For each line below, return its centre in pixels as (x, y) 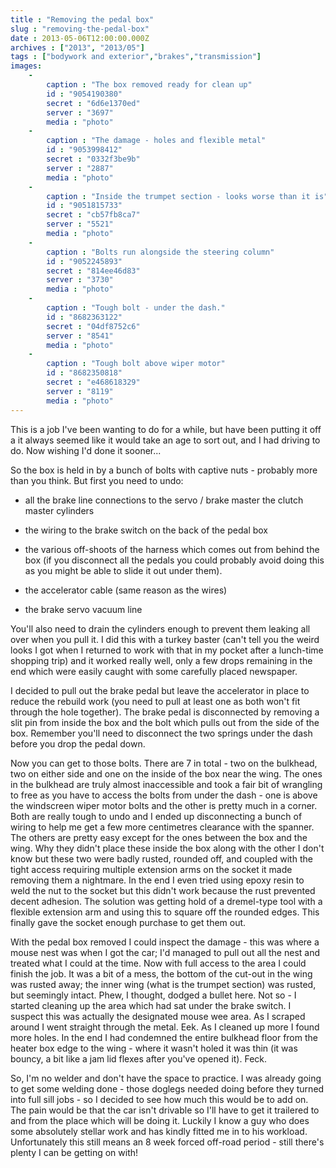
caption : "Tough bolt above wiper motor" (136, 364)
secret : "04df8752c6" (93, 326)
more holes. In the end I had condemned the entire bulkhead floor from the (164, 1037)
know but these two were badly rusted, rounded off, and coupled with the (161, 858)
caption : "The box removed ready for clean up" (149, 85)
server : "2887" (80, 168)
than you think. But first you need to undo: (97, 480)
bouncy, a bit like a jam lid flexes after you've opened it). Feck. (139, 1058)
